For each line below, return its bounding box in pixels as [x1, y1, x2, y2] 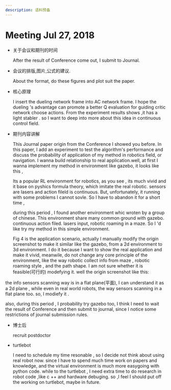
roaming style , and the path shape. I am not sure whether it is [12, 263, 143, 269]
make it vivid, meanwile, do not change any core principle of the [12, 252, 148, 258]
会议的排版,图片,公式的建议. [12, 67, 70, 74]
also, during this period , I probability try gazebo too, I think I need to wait [5, 300, 159, 306]
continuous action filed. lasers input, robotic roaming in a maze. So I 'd [12, 220, 161, 226]
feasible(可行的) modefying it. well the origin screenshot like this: [12, 269, 150, 275]
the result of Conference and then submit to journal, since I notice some [5, 306, 157, 312]
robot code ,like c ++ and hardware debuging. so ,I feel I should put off [12, 373, 162, 380]
